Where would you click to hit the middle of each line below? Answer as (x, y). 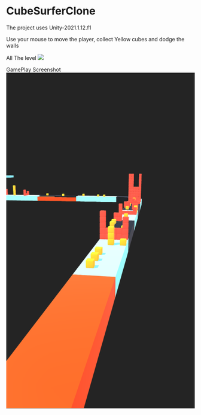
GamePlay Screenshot (33, 69)
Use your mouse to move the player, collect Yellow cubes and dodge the (95, 39)
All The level (22, 57)
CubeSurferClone (51, 11)
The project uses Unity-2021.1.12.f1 (49, 28)
